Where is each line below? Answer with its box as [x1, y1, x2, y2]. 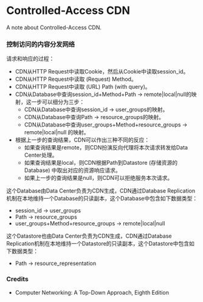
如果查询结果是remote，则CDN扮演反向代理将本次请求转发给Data [24, 144, 188, 151]
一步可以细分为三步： [31, 98, 85, 106]
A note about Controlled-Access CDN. [6, 24, 102, 31]
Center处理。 [24, 151, 58, 159]
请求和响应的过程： [6, 55, 55, 63]
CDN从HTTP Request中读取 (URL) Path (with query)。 [15, 83, 151, 91]
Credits [6, 275, 29, 283]
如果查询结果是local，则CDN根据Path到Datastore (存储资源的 [24, 159, 178, 166]
